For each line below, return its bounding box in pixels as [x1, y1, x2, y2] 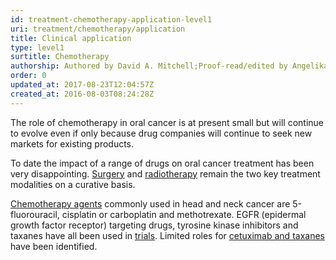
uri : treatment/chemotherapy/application [10, 24, 186, 34]
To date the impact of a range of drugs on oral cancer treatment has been [10, 157, 315, 169]
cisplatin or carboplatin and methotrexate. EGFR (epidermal [61, 208, 307, 220]
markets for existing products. [10, 137, 135, 150]
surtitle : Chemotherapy [10, 52, 110, 62]
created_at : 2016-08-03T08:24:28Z [10, 89, 155, 99]
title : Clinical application [10, 33, 132, 43]
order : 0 [10, 71, 47, 81]
